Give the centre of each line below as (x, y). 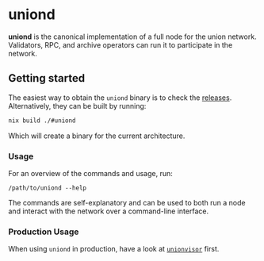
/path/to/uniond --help (48, 188)
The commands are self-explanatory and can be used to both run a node (127, 202)
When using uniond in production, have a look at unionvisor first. (114, 249)
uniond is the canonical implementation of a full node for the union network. (132, 36)
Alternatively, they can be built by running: (77, 106)
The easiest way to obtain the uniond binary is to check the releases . (120, 98)
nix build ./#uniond (42, 121)
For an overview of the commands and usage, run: (90, 173)
